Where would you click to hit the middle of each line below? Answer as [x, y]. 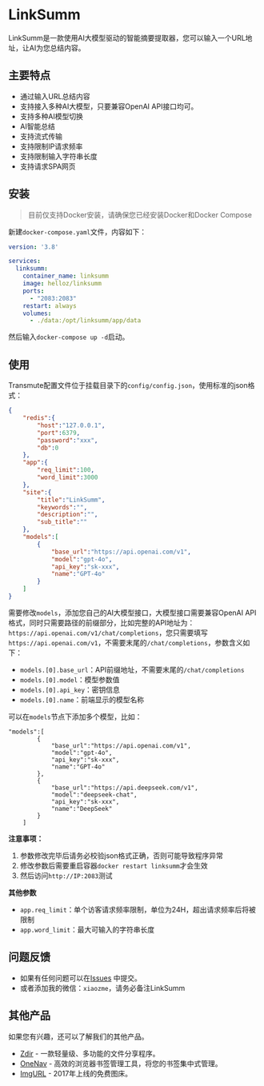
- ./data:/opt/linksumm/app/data [85, 321]
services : [25, 262]
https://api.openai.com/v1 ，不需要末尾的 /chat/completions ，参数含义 [126, 642]
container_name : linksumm [66, 276]
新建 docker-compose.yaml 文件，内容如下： [78, 232]
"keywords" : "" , [62, 507]
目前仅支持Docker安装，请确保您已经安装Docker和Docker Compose [140, 214]
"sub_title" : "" [62, 522]
